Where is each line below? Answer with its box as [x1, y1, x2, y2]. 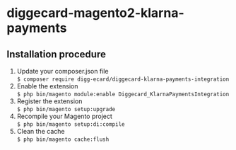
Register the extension [16, 97, 83, 105]
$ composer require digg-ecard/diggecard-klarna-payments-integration [16, 76, 230, 83]
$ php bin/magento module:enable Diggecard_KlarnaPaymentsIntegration [16, 91, 230, 98]
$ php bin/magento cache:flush [16, 136, 110, 143]
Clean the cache [16, 127, 65, 135]
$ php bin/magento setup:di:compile [16, 121, 125, 128]
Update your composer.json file [16, 67, 109, 75]
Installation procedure [6, 48, 107, 60]
